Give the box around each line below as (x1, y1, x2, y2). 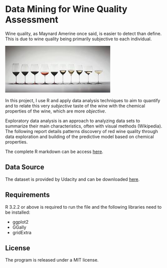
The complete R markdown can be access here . (5, 148, 104, 154)
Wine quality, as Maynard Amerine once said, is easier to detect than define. (5, 30, 162, 36)
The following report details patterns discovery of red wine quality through (5, 128, 159, 134)
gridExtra (12, 229, 31, 235)
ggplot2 (12, 219, 29, 225)
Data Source (5, 163, 44, 171)
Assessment (5, 14, 58, 25)
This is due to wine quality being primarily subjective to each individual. (5, 36, 152, 42)
